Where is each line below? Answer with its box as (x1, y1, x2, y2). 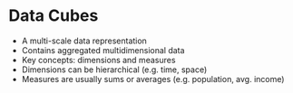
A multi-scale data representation (21, 35, 147, 46)
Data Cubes (8, 5, 99, 26)
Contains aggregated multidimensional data (21, 44, 185, 55)
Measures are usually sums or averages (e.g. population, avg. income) (21, 73, 285, 84)
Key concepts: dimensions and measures (21, 54, 176, 65)
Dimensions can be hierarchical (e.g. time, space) (21, 64, 208, 75)
